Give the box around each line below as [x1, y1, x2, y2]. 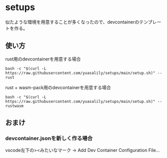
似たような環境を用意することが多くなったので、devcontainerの [5, 19, 140, 25]
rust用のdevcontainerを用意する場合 [5, 56, 81, 62]
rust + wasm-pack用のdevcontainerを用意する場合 [5, 84, 111, 90]
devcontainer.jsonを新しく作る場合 [5, 135, 93, 142]
